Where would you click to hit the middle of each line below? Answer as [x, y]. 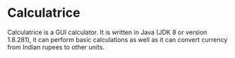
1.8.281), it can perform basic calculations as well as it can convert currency [117, 39]
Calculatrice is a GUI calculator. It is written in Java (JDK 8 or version [107, 32]
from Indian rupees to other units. [56, 47]
